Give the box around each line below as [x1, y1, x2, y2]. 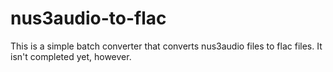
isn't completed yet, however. [10, 50, 132, 62]
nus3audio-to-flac [10, 7, 167, 30]
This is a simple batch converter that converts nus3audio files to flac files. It [10, 40, 323, 52]
